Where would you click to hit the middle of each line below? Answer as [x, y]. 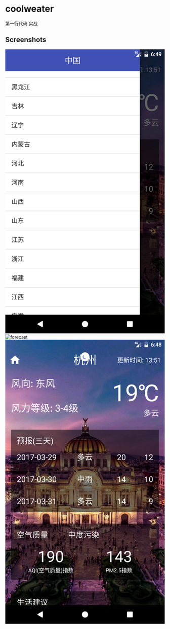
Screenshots [26, 40]
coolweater [30, 9]
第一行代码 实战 [22, 23]
